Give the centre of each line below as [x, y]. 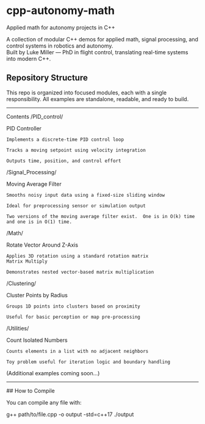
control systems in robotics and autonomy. [60, 46]
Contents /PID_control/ [35, 116]
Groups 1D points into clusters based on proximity [73, 306]
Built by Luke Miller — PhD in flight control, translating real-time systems [97, 52]
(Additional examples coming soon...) [53, 373]
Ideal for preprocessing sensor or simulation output [76, 206]
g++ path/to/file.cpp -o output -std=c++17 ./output [70, 414]
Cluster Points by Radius [37, 295]
